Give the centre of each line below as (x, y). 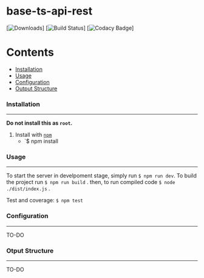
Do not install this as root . (39, 123)
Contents (30, 52)
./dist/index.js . (28, 188)
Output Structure (36, 88)
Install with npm (33, 135)
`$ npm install (41, 141)
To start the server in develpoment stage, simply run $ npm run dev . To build (102, 176)
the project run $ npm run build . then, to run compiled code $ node (91, 182)
